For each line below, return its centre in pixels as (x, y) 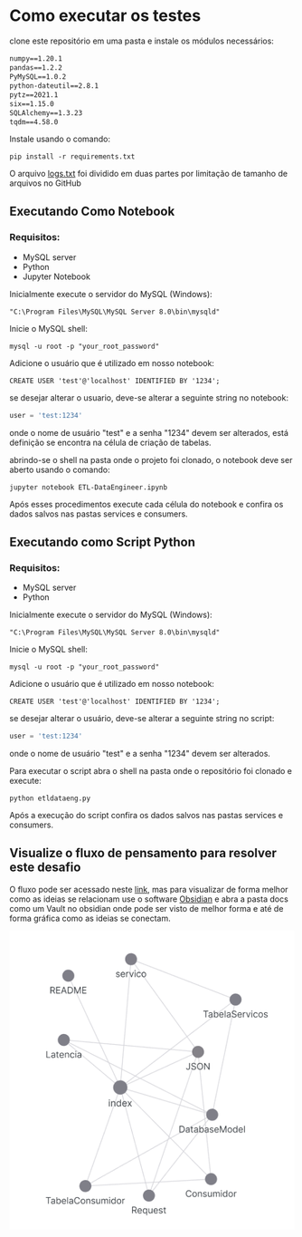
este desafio (45, 868)
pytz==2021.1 (34, 95)
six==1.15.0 (32, 104)
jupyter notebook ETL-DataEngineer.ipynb (89, 487)
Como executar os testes (105, 16)
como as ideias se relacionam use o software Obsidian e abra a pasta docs (149, 899)
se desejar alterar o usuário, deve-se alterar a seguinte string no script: (142, 719)
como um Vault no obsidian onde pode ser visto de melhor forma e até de (146, 908)
